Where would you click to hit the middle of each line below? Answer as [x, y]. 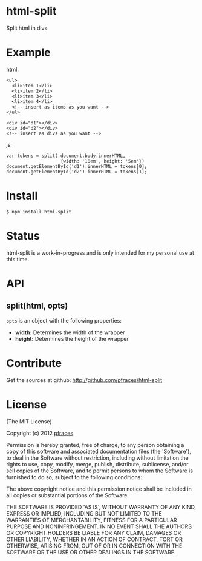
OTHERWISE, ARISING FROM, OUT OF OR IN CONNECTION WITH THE [94, 546]
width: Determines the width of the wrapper [70, 332]
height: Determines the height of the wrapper [72, 338]
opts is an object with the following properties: [64, 320]
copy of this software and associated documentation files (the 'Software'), [99, 451]
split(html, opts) [37, 306]
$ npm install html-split [39, 212]
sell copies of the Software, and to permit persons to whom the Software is [100, 471]
